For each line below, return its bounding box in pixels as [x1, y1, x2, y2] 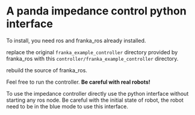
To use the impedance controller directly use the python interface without [6, 90, 189, 97]
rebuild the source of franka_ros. [6, 66, 87, 73]
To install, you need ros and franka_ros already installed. [6, 37, 146, 44]
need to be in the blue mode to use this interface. [6, 102, 128, 110]
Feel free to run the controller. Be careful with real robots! [6, 78, 150, 85]
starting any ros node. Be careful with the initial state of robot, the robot [6, 96, 184, 104]
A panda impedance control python [6, 4, 187, 18]
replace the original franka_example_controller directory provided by [6, 48, 178, 55]
